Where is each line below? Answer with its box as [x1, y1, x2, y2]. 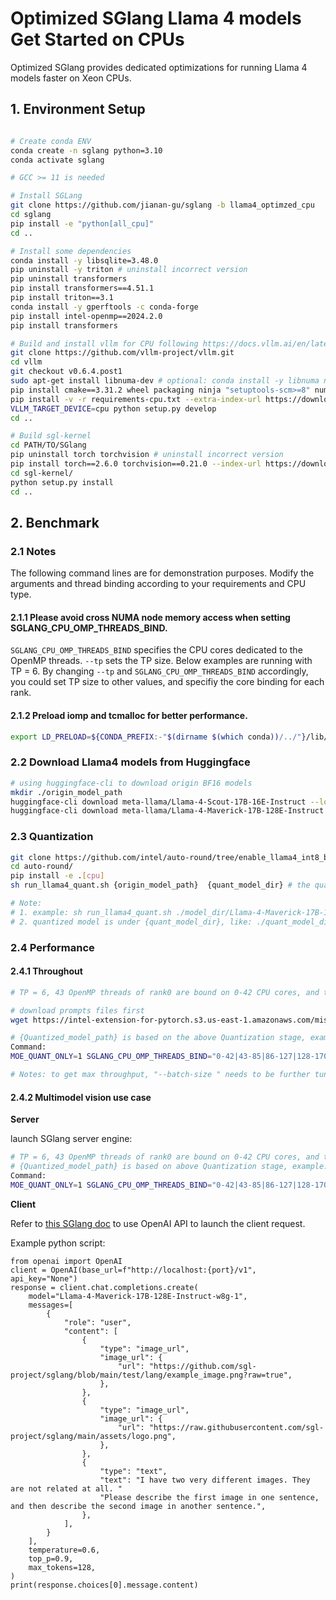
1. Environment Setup [10, 101, 146, 118]
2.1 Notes [10, 544, 57, 558]
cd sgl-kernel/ [10, 468, 74, 478]
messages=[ [28, 1300, 74, 1310]
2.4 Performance [10, 940, 95, 954]
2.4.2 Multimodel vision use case [10, 1091, 152, 1103]
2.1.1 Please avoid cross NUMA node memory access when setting [10, 611, 291, 623]
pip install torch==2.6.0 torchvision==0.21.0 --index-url [10, 459, 262, 469]
